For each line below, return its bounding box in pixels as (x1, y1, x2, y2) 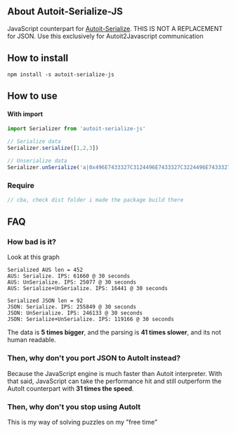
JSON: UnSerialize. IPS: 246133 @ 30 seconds (7, 310, 143, 317)
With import (7, 109, 44, 118)
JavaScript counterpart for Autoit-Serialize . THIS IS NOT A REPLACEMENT (7, 24, 223, 32)
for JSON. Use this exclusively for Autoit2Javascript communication (7, 32, 204, 40)
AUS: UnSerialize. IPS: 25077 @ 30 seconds (7, 279, 137, 286)
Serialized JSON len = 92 (7, 297, 83, 305)
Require (7, 180, 35, 190)
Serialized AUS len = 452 (7, 267, 83, 274)
